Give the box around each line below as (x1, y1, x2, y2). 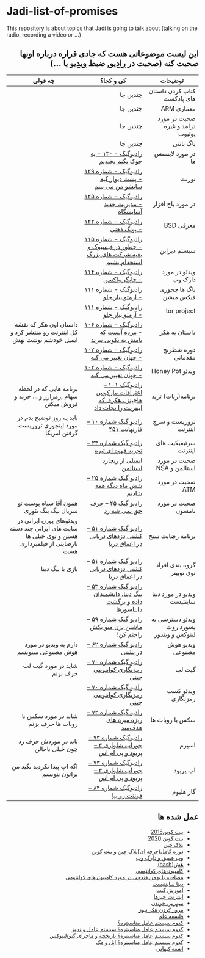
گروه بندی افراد (156, 561, 196, 569)
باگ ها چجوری (159, 285, 196, 294)
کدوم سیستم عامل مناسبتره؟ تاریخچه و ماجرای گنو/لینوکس (49, 932, 184, 939)
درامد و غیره (164, 122, 196, 130)
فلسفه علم (158, 912, 184, 920)
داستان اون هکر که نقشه (15, 320, 78, 328)
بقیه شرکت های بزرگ (86, 250, 143, 258)
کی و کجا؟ (99, 76, 127, 85)
